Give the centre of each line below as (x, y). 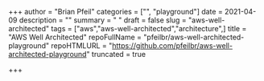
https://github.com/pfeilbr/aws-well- (173, 46)
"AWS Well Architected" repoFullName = (75, 37)
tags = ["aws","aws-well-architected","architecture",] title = (149, 28)
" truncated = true (116, 54)
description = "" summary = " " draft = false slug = (103, 20)
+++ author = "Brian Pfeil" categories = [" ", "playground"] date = (115, 12)
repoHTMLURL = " (82, 46)
